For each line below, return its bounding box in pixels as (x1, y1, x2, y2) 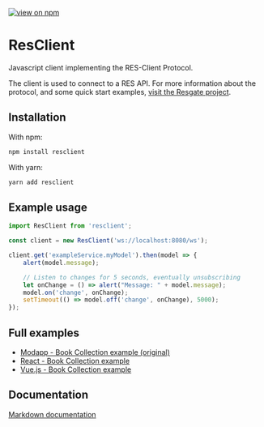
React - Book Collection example (19, 357, 130, 365)
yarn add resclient (8, 178, 75, 186)
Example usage (8, 200, 87, 214)
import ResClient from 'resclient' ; (8, 222, 132, 230)
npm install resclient (8, 147, 85, 156)
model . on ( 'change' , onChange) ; (23, 288, 129, 297)
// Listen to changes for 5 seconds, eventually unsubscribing (23, 273, 241, 281)
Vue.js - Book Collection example (19, 365, 132, 374)
